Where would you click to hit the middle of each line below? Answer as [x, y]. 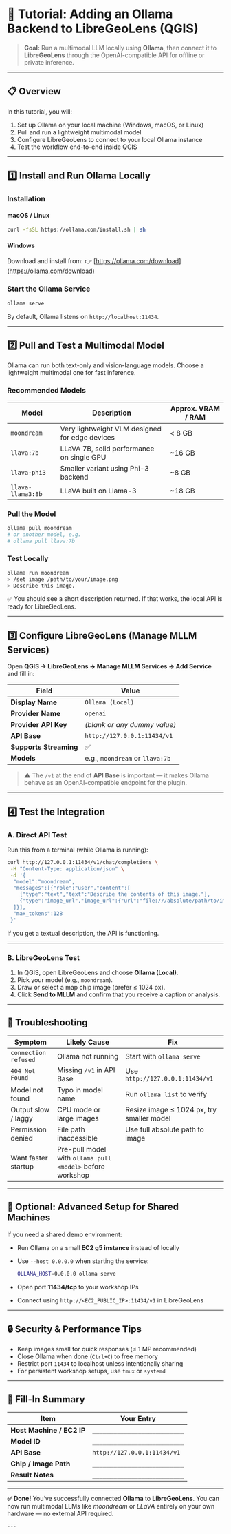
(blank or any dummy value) [131, 725]
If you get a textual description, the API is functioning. [83, 933]
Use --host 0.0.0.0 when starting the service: [83, 1261]
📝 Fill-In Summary [46, 1399]
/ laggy [22, 1118]
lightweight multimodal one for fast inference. [71, 373]
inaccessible [78, 1138]
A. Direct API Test [37, 835]
